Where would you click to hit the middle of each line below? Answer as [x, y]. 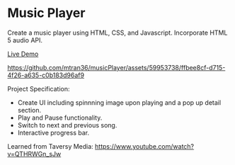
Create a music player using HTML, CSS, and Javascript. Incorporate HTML [117, 33]
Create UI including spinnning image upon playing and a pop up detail [119, 102]
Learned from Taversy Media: [50, 146]
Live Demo [23, 54]
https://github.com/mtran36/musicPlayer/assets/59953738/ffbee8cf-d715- [116, 67]
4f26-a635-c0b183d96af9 [46, 75]
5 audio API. [25, 40]
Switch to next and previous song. [67, 125]
